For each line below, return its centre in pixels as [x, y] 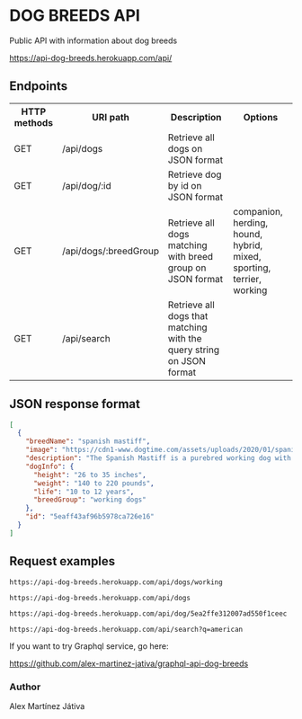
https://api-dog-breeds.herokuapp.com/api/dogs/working [116, 582]
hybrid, [248, 245]
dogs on [185, 148]
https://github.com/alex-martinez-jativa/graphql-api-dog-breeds [129, 663]
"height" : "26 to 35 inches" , [89, 475]
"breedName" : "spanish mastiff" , [88, 441]
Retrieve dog [195, 174]
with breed [191, 256]
